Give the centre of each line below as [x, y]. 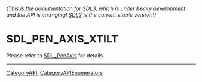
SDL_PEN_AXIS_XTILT [63, 39]
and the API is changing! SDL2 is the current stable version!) [81, 14]
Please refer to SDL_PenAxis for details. [56, 55]
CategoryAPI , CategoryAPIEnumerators [55, 72]
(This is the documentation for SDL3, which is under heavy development [96, 8]
